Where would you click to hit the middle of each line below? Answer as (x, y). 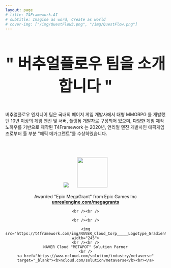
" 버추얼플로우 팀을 (69, 64)
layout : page (19, 10)
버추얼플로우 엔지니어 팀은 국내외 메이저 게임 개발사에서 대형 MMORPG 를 (79, 115)
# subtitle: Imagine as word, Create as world (55, 19)
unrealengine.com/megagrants (85, 202)
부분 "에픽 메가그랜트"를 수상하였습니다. (68, 133)
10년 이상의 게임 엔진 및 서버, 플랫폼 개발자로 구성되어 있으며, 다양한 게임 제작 (87, 121)
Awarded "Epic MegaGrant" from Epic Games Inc (85, 197)
